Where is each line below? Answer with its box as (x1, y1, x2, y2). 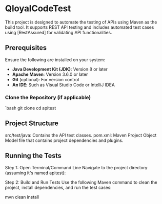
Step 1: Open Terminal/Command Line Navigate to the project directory (5, 164, 148, 170)
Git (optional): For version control (12, 76, 79, 82)
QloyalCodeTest (5, 3, 71, 14)
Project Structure (5, 119, 59, 128)
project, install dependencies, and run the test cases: (5, 184, 112, 190)
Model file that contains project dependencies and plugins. (5, 137, 123, 143)
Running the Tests (5, 152, 62, 160)
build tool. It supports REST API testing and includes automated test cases (5, 24, 154, 30)
